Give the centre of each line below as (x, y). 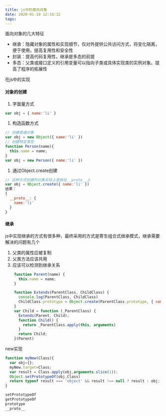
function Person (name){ (30, 147)
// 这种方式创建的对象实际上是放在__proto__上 (48, 180)
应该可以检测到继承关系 (36, 265)
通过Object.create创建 (35, 170)
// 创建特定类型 (20, 142)
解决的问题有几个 (22, 242)
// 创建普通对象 (20, 133)
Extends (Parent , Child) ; (44, 315)
